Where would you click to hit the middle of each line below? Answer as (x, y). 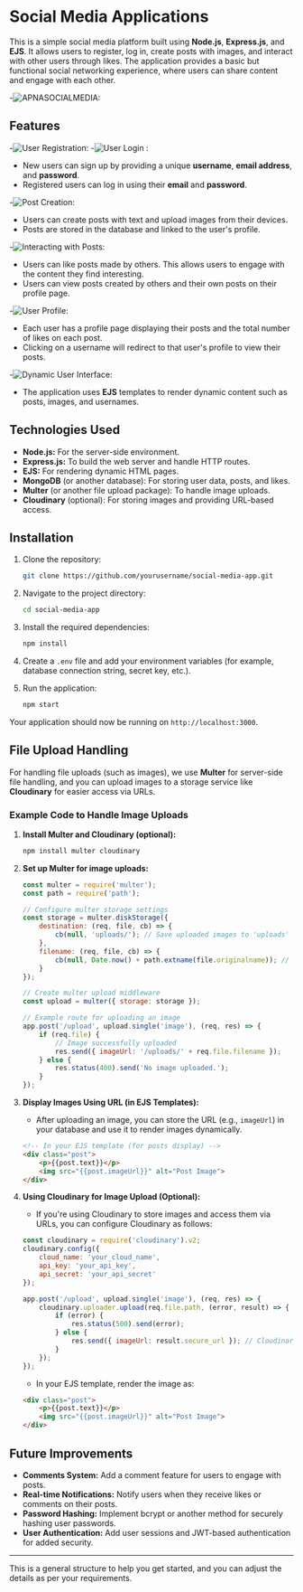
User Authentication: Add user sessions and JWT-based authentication (156, 1532)
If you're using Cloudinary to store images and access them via (153, 1214)
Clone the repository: (62, 560)
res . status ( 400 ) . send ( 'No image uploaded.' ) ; (142, 1069)
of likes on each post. (62, 337)
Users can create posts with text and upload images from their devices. (155, 220)
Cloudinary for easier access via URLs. (83, 791)
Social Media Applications (109, 17)
